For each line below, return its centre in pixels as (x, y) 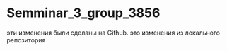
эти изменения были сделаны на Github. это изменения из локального (113, 33)
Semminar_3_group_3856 (83, 13)
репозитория (26, 40)
